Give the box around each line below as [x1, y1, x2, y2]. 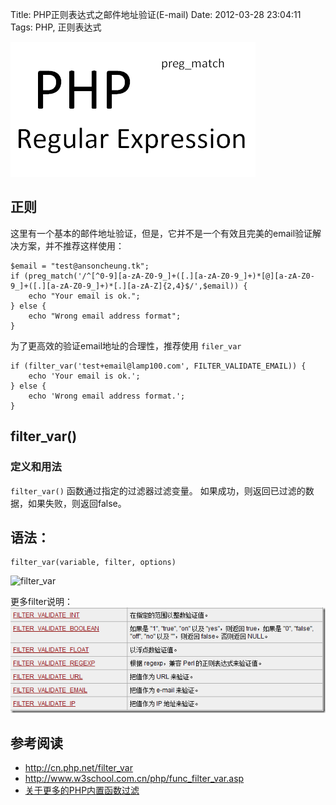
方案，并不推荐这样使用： [18, 239, 125, 252]
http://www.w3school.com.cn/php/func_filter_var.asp [24, 773, 245, 785]
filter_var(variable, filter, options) [10, 558, 177, 568]
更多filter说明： [10, 596, 74, 608]
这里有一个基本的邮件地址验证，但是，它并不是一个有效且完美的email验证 [10, 227, 313, 239]
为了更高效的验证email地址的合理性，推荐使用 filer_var [10, 339, 242, 352]
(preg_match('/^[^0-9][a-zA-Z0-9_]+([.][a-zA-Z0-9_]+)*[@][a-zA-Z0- [23, 271, 315, 281]
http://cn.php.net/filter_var [24, 762, 134, 774]
